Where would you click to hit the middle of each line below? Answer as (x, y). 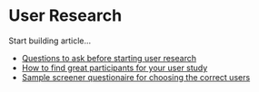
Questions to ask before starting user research (109, 58)
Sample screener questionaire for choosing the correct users (136, 77)
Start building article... (50, 41)
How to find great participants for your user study (115, 68)
